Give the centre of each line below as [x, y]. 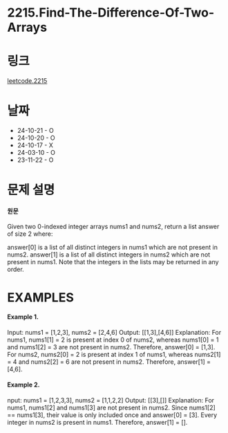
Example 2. [23, 385]
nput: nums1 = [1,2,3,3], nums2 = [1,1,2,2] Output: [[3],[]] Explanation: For [111, 400]
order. [16, 269]
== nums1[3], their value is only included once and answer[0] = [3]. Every [112, 415]
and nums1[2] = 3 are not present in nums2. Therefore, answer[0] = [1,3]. [111, 347]
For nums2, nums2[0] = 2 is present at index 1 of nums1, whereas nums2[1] [114, 354]
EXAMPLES [40, 297]
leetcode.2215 [27, 81]
